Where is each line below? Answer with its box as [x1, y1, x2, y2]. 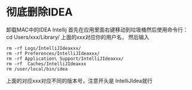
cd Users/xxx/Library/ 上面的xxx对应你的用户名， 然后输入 [6, 33, 150, 40]
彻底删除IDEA [6, 5, 73, 19]
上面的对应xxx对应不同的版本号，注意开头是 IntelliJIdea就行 [6, 77, 153, 84]
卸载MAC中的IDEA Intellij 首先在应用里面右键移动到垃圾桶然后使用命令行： [6, 26, 189, 33]
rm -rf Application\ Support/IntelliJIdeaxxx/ [6, 56, 124, 62]
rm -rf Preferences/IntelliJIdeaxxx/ [6, 50, 100, 56]
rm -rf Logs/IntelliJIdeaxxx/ [6, 45, 82, 51]
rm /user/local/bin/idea [6, 66, 68, 72]
